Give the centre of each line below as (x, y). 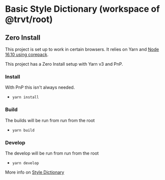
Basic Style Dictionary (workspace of (82, 9)
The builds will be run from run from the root (50, 120)
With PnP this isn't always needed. (40, 87)
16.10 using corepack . (27, 54)
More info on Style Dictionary (35, 172)
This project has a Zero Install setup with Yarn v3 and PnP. (64, 64)
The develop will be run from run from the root (52, 153)
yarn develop (26, 163)
